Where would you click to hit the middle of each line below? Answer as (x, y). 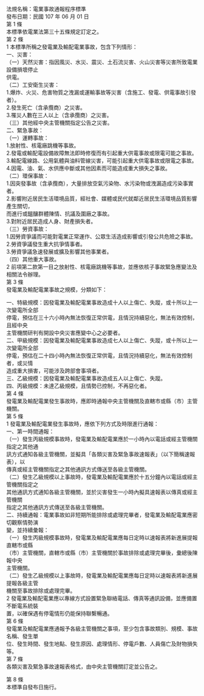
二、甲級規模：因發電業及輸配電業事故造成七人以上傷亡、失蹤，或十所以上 (99, 340)
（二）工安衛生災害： (33, 85)
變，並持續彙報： (28, 530)
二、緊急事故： (25, 130)
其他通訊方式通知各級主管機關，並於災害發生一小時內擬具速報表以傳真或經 (99, 492)
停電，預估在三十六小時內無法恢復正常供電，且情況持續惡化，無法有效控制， (102, 318)
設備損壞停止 (22, 69)
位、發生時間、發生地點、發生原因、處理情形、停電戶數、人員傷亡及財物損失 (102, 644)
